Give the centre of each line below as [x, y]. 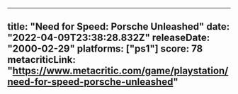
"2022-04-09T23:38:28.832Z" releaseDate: [109, 38]
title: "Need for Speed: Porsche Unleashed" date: [119, 27]
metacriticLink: [41, 60]
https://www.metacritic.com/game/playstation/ [120, 71]
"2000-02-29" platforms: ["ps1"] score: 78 [105, 49]
